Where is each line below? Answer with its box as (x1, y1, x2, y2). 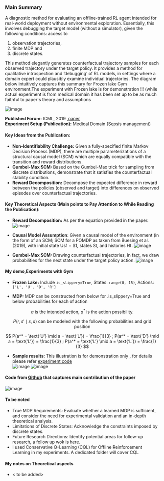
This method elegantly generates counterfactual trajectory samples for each (5, 60, 159, 66)
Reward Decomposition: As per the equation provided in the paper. (12, 217, 149, 223)
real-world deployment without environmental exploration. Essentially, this (5, 20, 155, 26)
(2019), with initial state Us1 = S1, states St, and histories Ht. (12, 242, 133, 248)
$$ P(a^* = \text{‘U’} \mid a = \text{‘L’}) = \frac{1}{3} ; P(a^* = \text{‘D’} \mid (5, 333, 159, 339)
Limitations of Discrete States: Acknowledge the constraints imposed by (12, 423, 158, 429)
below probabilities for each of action (12, 298, 88, 304)
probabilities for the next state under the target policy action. (12, 257, 135, 263)
